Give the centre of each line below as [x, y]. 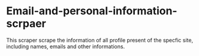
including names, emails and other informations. [66, 46]
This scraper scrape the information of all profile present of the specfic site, [100, 40]
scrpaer [26, 24]
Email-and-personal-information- [92, 11]
